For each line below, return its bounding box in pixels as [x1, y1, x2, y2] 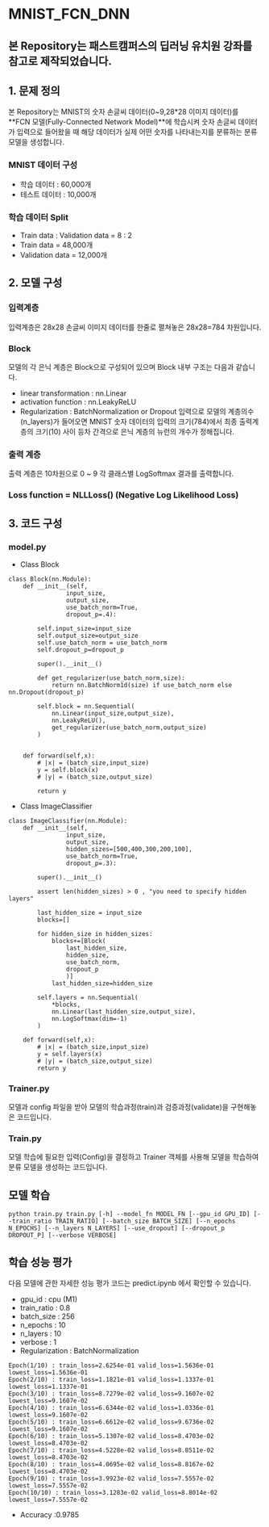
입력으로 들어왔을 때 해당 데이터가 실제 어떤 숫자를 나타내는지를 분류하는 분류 [16, 127, 258, 137]
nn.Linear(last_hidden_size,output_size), [51, 1007, 197, 1016]
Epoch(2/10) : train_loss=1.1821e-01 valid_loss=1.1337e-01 [8, 1376, 215, 1384]
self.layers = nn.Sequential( [37, 993, 139, 1001]
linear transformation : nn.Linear [19, 388, 127, 398]
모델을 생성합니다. [8, 137, 65, 147]
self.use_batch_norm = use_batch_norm [37, 639, 168, 647]
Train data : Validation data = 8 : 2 [19, 230, 133, 240]
